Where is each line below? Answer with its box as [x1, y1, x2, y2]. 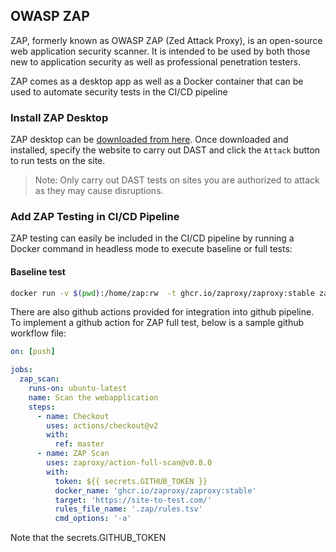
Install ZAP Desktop [10, 110, 109, 124]
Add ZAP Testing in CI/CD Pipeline [10, 210, 180, 224]
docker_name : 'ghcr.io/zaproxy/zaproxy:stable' [54, 485, 257, 496]
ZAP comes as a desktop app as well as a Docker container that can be [10, 75, 304, 87]
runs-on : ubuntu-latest [28, 384, 128, 394]
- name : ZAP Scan [36, 449, 110, 459]
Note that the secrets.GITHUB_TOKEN [10, 532, 167, 544]
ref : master [54, 439, 105, 449]
